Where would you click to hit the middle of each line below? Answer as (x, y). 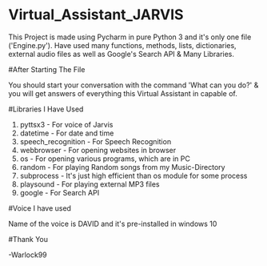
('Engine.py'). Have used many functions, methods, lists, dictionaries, (123, 45)
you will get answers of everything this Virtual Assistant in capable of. (123, 93)
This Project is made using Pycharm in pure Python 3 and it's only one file (130, 37)
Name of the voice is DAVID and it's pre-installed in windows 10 (113, 224)
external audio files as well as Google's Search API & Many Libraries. (121, 54)
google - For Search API (60, 192)
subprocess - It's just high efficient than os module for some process (133, 175)
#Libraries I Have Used (46, 109)
